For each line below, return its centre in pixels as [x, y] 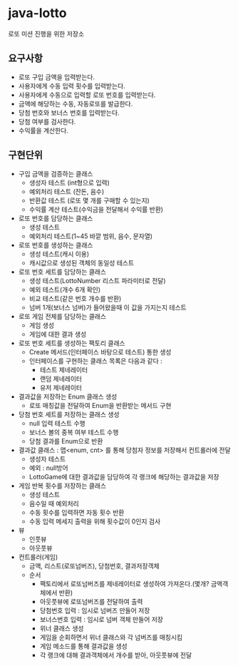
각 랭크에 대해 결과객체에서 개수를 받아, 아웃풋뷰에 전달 [116, 655]
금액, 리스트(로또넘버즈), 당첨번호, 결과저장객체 [94, 565]
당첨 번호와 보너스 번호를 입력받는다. [69, 113]
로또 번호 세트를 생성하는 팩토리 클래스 [72, 343]
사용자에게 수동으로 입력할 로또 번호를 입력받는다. [87, 95]
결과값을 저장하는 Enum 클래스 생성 [68, 396]
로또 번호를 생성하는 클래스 [56, 245]
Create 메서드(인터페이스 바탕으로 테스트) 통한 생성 [100, 352]
